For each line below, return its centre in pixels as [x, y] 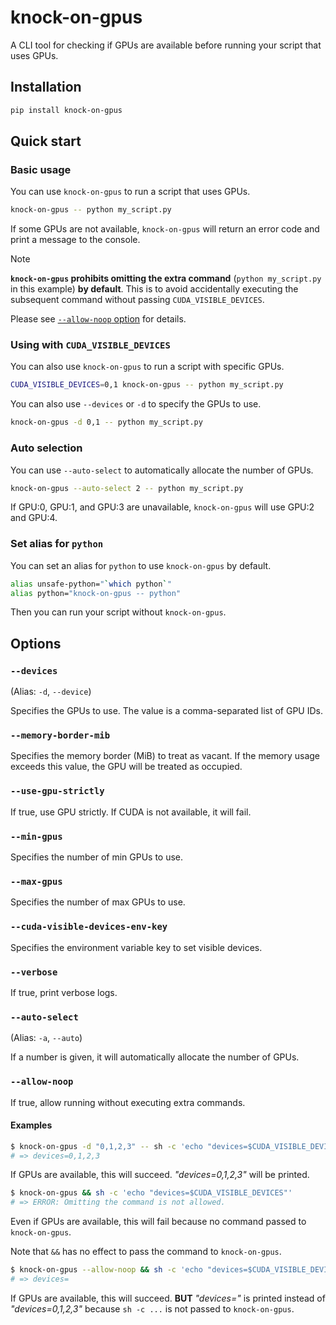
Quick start [46, 141]
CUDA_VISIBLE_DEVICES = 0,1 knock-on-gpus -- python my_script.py [147, 385]
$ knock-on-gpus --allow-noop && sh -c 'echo [106, 1270]
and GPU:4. [34, 518]
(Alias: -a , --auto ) [46, 1038]
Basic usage [41, 169]
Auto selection [46, 448]
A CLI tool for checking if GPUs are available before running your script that [166, 45]
